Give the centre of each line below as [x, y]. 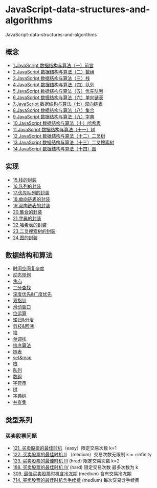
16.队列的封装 [27, 186]
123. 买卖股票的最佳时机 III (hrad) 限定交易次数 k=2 [66, 461]
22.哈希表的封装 [30, 225]
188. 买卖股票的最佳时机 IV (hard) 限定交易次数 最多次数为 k [75, 467]
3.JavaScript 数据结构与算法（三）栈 [51, 78]
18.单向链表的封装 [31, 199]
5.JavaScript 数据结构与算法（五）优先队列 [58, 91]
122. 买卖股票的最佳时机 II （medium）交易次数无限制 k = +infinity [82, 455]
